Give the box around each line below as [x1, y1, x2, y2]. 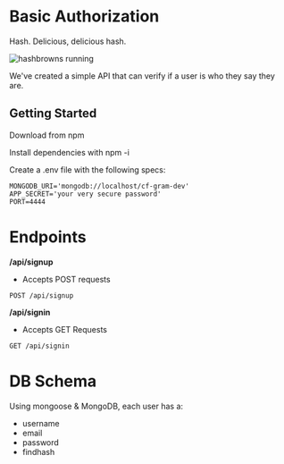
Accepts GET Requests [21, 324, 107, 334]
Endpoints [9, 226, 87, 247]
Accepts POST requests [21, 274, 111, 284]
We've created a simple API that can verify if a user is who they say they [9, 70, 275, 81]
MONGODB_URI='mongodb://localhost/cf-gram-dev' [9, 181, 190, 190]
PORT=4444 [9, 197, 46, 207]
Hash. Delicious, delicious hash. [9, 36, 127, 46]
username [21, 418, 60, 428]
